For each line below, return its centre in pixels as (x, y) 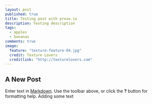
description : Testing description (40, 23)
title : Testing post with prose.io (41, 19)
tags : (10, 28)
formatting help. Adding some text (39, 96)
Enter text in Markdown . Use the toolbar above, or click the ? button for (76, 91)
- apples (18, 32)
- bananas (19, 37)
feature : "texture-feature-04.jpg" (46, 50)
